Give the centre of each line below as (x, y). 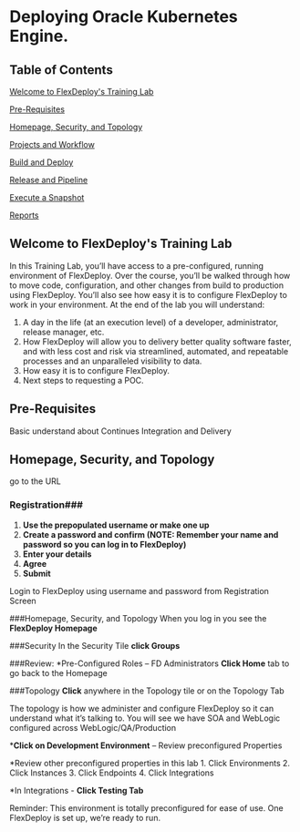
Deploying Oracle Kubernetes (124, 17)
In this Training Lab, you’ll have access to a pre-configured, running (137, 265)
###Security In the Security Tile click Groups (95, 645)
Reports (24, 215)
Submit (37, 573)
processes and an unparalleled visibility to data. (112, 361)
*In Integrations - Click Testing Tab (77, 790)
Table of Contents (62, 70)
